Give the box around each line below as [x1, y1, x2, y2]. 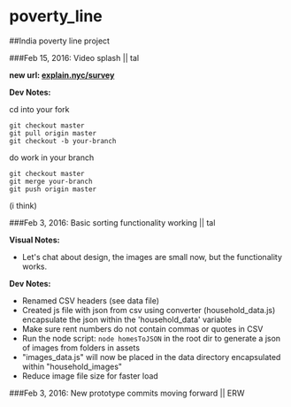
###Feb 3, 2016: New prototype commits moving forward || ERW [9, 388, 245, 398]
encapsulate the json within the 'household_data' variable [21, 314, 233, 325]
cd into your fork [9, 104, 70, 114]
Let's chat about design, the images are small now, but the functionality [21, 251, 283, 262]
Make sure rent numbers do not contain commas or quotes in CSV [21, 323, 264, 334]
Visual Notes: [9, 234, 60, 245]
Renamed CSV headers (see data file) [21, 295, 160, 306]
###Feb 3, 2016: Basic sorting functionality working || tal [9, 217, 216, 227]
